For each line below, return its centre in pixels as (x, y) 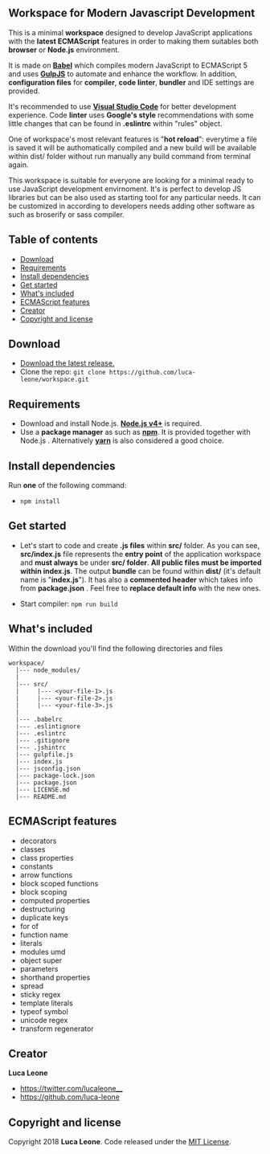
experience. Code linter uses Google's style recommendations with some (131, 115)
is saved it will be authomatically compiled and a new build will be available (133, 147)
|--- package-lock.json (55, 775)
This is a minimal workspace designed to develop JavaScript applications (131, 32)
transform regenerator (57, 1029)
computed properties (55, 900)
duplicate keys (44, 917)
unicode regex (44, 1020)
